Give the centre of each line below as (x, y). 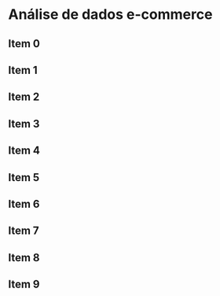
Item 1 (23, 70)
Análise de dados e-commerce (110, 15)
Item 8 (24, 257)
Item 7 (24, 231)
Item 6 (24, 203)
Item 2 (24, 97)
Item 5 (24, 178)
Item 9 (24, 285)
